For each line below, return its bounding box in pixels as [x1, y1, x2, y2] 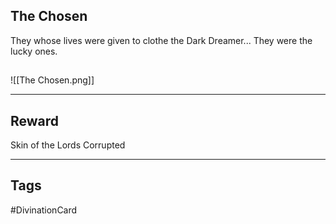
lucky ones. [10, 45, 58, 57]
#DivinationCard [10, 204, 78, 216]
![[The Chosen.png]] [10, 74, 95, 86]
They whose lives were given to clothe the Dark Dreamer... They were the [10, 34, 313, 46]
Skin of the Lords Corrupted [10, 139, 126, 151]
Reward [10, 112, 60, 129]
